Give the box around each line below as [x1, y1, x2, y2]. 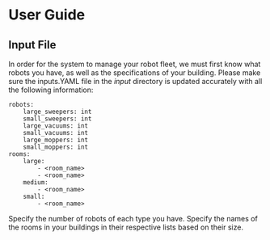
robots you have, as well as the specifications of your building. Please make [8, 68, 261, 78]
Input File [8, 38, 57, 52]
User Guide [8, 6, 86, 24]
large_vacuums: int [23, 122, 89, 130]
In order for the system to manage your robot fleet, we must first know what [8, 59, 261, 69]
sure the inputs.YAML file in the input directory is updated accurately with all [8, 77, 263, 86]
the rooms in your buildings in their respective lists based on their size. [8, 222, 244, 232]
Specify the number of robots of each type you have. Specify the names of [8, 214, 259, 223]
